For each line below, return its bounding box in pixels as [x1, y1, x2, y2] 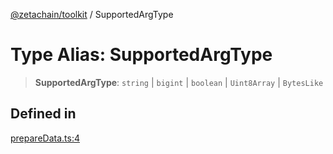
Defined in [10, 105, 77, 123]
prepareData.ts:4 [10, 132, 80, 144]
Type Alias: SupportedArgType [10, 44, 273, 66]
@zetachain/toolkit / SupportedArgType [10, 9, 174, 20]
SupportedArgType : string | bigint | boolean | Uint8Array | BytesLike [34, 76, 324, 88]
